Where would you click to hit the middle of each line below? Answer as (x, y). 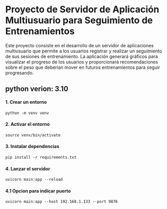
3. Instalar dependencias (32, 146)
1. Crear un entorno (26, 102)
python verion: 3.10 (37, 89)
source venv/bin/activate (33, 135)
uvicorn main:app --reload (34, 180)
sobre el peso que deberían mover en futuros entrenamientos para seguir (83, 67)
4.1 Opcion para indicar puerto (38, 191)
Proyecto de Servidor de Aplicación (82, 9)
